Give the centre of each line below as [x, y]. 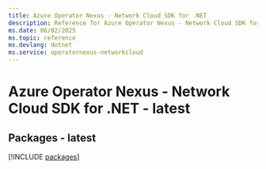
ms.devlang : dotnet [40, 45]
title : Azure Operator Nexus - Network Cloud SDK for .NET [108, 15]
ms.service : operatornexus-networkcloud [76, 52]
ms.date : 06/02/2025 [42, 30]
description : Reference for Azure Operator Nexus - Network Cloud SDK [127, 23]
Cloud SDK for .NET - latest [99, 109]
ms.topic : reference [42, 38]
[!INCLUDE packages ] [44, 157]
